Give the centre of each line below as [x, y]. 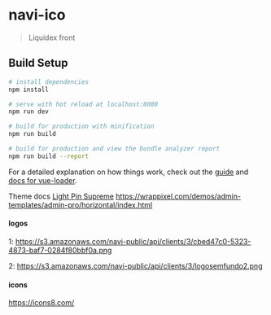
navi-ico [37, 15]
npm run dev [28, 112]
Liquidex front [52, 37]
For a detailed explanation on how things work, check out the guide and [129, 172]
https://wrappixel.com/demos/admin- [178, 196]
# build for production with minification [81, 127]
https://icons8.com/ [42, 303]
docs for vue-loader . [43, 180]
